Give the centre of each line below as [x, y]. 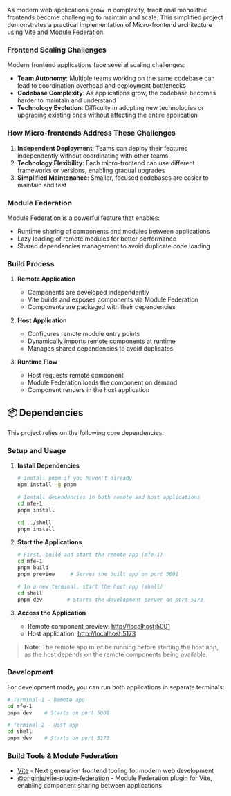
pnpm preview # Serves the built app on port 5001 [98, 574]
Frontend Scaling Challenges [57, 50]
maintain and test [42, 185]
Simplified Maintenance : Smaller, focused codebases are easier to [113, 177]
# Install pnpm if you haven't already [75, 479]
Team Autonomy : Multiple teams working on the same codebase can [116, 78]
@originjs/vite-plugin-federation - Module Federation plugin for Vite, [114, 778]
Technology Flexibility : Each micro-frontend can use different [106, 163]
